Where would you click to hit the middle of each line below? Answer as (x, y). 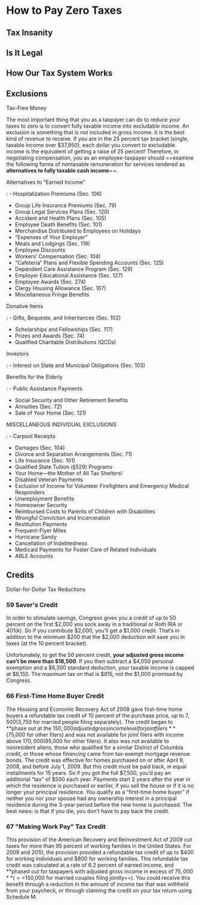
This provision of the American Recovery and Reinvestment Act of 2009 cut (99, 839)
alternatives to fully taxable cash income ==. (62, 171)
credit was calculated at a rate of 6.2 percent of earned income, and (90, 865)
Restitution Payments (41, 524)
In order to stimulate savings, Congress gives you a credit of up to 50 (91, 618)
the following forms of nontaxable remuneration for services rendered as (96, 164)
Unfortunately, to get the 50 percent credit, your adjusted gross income (95, 655)
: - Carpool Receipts (31, 436)
